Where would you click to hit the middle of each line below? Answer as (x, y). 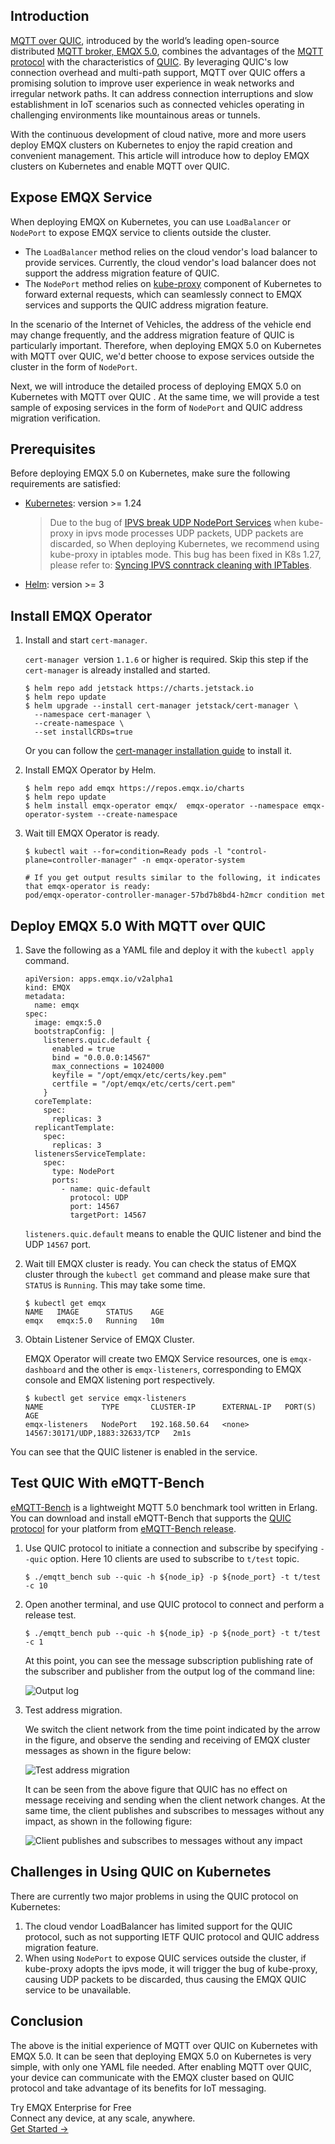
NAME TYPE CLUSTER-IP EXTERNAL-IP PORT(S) (170, 1407)
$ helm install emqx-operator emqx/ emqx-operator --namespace (161, 806)
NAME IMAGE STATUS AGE (94, 1312)
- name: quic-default (106, 1189)
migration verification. (55, 418)
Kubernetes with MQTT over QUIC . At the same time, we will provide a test (165, 396)
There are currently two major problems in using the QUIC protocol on (154, 1896)
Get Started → (39, 2128)
